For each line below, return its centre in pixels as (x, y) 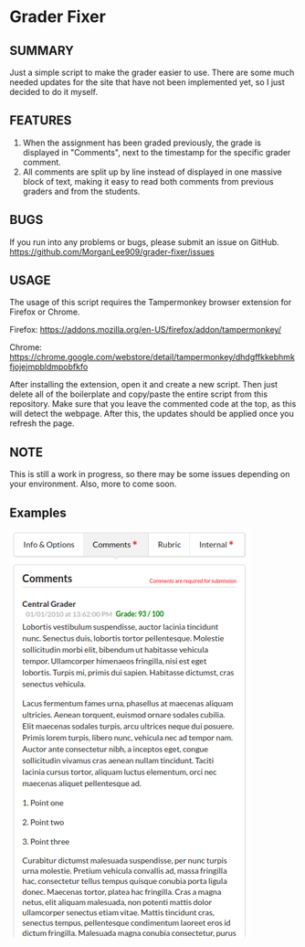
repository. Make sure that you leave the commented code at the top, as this (153, 404)
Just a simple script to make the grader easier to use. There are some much (152, 72)
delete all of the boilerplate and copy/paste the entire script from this (138, 394)
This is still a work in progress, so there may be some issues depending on (150, 474)
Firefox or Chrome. (45, 312)
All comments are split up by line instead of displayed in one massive (152, 172)
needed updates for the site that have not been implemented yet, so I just (147, 82)
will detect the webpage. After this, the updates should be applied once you (152, 414)
